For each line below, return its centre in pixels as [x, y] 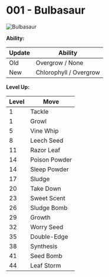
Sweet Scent [48, 198]
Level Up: [18, 87]
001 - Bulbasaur [46, 10]
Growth [41, 217]
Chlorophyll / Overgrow [68, 72]
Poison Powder [51, 159]
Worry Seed [47, 227]
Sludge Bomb [49, 208]
